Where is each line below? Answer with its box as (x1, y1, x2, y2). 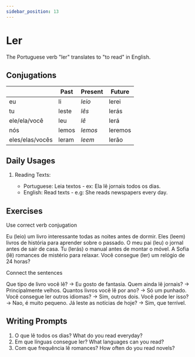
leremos (108, 126, 132, 134)
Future (110, 87, 130, 96)
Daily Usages (6, 156, 56, 166)
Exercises (6, 206, 43, 216)
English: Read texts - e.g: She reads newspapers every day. (23, 189, 168, 196)
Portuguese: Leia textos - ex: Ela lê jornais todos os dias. (23, 183, 161, 190)
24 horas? (6, 258, 31, 265)
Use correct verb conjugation (6, 221, 78, 228)
